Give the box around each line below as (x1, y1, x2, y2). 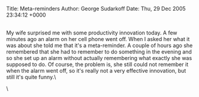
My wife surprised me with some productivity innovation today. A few (6, 29, 178, 36)
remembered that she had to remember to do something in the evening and (6, 48, 192, 55)
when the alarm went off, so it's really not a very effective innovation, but (6, 67, 186, 74)
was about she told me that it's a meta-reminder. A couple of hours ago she (6, 42, 193, 49)
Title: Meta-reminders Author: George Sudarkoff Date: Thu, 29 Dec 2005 (6, 5, 186, 12)
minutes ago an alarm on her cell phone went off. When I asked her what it (6, 36, 190, 42)
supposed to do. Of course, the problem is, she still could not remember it (6, 61, 189, 68)
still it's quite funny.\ (6, 74, 56, 80)
